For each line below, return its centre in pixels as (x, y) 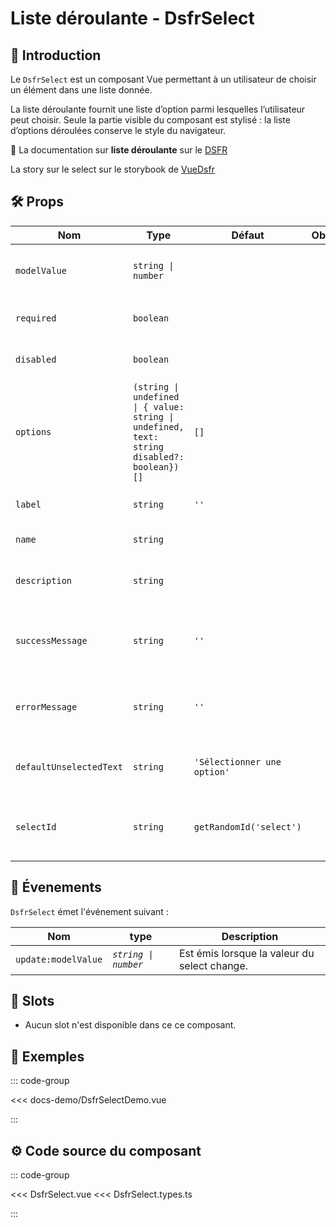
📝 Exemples (47, 1056)
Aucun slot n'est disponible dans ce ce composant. (130, 1025)
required (36, 318)
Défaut (248, 235)
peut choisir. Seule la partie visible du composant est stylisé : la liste (150, 120)
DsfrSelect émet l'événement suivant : (89, 911)
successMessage (51, 640)
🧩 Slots (32, 1001)
